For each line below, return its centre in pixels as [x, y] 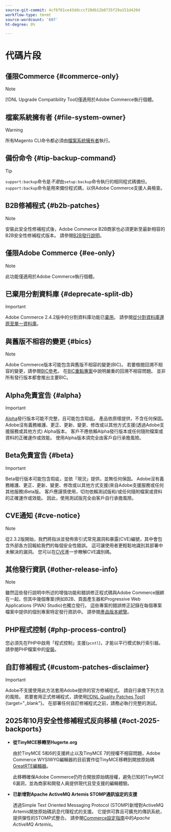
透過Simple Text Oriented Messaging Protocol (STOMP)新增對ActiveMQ [88, 805]
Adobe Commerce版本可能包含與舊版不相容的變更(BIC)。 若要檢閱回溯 [80, 365]
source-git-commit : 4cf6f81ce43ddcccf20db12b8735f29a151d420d [73, 10]
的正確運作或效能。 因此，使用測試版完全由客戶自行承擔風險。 [71, 498]
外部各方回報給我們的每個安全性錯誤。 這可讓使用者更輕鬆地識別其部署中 [86, 545]
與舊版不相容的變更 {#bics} [48, 341]
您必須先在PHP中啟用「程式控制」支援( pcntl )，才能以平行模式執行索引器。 [84, 643]
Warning [14, 130]
